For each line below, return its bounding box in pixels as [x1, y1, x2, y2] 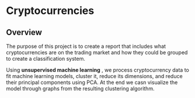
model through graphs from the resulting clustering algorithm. [6, 85, 155, 92]
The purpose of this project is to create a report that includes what [6, 43, 166, 50]
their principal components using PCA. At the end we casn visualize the [6, 79, 178, 86]
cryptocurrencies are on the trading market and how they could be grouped [6, 49, 188, 56]
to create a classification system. [6, 55, 86, 62]
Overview [6, 27, 43, 37]
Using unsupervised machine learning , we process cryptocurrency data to [6, 66, 190, 73]
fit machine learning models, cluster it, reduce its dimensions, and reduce [6, 73, 183, 79]
